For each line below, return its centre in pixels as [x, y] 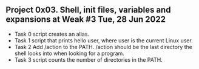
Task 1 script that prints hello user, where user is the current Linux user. [104, 40]
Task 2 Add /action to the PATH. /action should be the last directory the [103, 47]
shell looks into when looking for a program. [69, 53]
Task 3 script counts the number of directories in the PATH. [89, 59]
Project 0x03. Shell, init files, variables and [88, 10]
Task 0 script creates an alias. [52, 34]
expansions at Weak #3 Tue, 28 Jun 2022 [86, 20]
